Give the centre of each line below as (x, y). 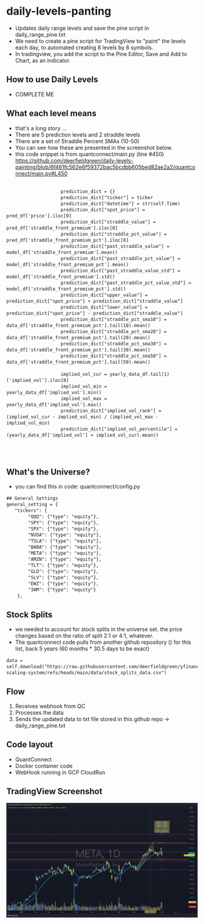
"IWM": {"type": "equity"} (62, 590)
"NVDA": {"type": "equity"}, (65, 535)
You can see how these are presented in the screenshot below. (94, 147)
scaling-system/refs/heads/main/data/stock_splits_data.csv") (87, 673)
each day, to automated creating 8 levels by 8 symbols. (84, 48)
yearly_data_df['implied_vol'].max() (54, 404)
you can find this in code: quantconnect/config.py (78, 487)
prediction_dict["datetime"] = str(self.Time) (121, 203)
